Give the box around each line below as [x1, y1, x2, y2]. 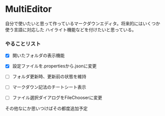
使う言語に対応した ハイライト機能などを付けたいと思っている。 [5, 26, 136, 33]
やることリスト [5, 40, 41, 47]
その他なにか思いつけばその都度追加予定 [5, 105, 88, 111]
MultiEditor [5, 3, 52, 15]
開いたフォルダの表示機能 [12, 53, 65, 58]
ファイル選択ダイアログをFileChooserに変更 [12, 95, 103, 101]
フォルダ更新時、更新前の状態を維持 [12, 73, 87, 80]
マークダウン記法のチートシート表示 [12, 84, 87, 90]
